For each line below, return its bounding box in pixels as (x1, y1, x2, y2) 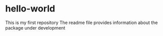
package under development (5, 24, 66, 30)
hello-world (5, 3, 56, 14)
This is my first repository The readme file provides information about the (5, 19, 158, 25)
